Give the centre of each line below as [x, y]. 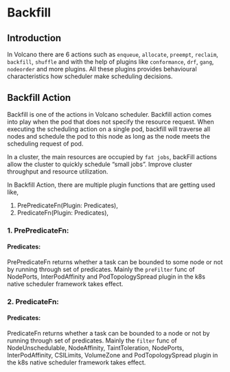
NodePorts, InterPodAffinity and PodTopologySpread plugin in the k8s [106, 277]
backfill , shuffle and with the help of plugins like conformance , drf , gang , [111, 62]
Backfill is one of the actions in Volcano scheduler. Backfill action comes [109, 114]
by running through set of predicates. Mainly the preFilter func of [101, 269]
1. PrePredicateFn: [38, 230]
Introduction [34, 38]
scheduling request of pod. [45, 143]
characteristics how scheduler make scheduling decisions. [90, 76]
